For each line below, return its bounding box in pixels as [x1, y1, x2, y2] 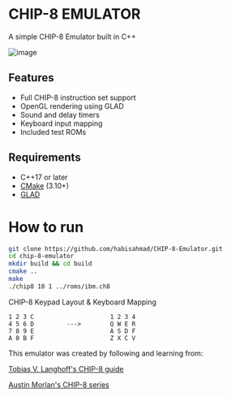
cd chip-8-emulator [8, 252, 75, 261]
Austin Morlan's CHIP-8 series [8, 379, 109, 390]
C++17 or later [19, 172, 68, 182]
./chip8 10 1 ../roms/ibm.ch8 [8, 282, 111, 291]
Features [8, 71, 54, 85]
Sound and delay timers [19, 110, 100, 119]
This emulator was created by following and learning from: [8, 348, 203, 358]
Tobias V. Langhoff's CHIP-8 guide [8, 364, 124, 373]
